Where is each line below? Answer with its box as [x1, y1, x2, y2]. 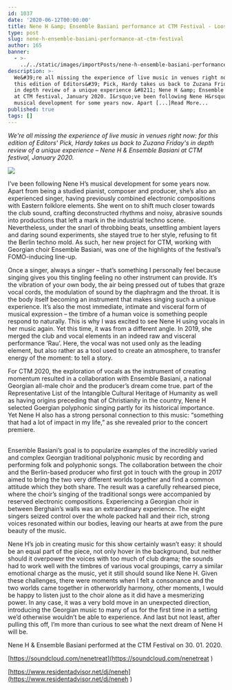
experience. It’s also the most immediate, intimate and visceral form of [8, 302, 207, 310]
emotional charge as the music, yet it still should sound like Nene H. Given [8, 569, 218, 577]
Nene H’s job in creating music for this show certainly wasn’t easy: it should [8, 539, 222, 548]
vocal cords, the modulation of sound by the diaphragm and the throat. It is [8, 288, 220, 296]
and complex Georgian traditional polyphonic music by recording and [8, 453, 204, 462]
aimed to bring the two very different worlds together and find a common [8, 475, 215, 484]
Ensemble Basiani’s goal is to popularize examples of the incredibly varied [8, 446, 218, 454]
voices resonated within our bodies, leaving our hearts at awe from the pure [8, 519, 223, 527]
